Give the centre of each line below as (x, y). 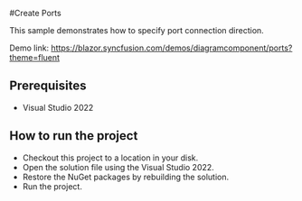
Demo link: (29, 48)
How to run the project (74, 136)
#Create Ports (35, 13)
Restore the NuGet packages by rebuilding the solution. (126, 177)
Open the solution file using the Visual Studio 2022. (118, 167)
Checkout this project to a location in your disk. (110, 158)
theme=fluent (35, 57)
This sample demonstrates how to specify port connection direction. (137, 30)
